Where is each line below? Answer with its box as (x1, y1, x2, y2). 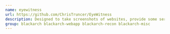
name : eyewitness (5, 7, 42, 12)
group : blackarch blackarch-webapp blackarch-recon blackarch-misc (5, 21, 151, 26)
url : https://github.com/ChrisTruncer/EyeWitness (5, 12, 112, 17)
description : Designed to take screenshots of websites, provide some (5, 16, 157, 21)
